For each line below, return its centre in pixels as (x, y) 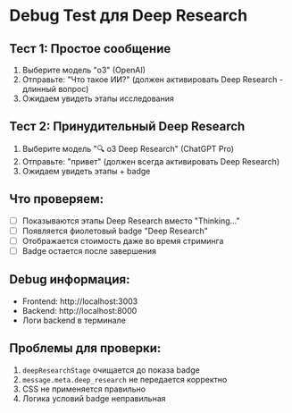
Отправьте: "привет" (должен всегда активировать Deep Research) (150, 161)
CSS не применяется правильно (83, 389)
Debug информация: (70, 279)
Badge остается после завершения (89, 250)
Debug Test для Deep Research (129, 16)
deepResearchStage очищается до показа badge (111, 370)
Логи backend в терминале (74, 320)
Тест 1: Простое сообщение (90, 49)
